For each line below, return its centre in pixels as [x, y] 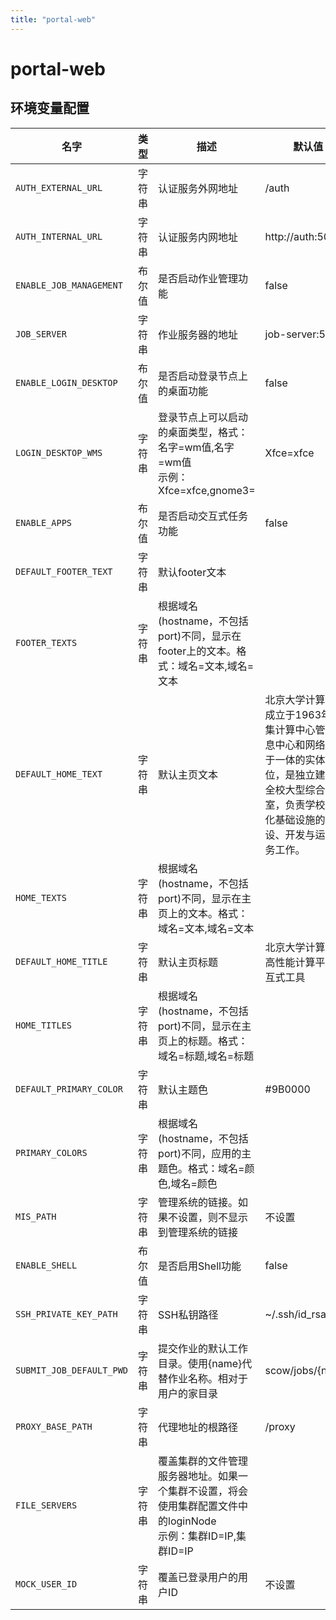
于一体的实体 [295, 759]
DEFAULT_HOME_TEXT [59, 774]
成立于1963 [293, 714]
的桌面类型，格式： [203, 432]
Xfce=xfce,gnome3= [207, 490]
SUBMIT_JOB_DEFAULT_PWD [72, 1370]
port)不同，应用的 [200, 1153]
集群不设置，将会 [208, 1491]
